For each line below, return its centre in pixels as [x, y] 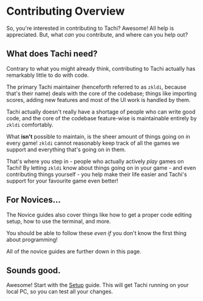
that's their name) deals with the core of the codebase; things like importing [101, 93]
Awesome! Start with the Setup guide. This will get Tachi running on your [98, 285]
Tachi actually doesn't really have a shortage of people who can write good [101, 112]
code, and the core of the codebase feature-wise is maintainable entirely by [101, 118]
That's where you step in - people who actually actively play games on [95, 161]
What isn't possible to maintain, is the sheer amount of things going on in [98, 136]
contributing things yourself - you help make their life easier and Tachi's [97, 174]
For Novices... [34, 200]
